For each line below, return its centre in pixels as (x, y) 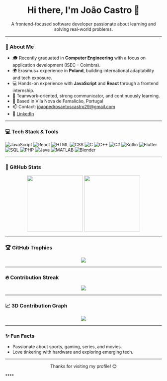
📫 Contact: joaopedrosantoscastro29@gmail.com (64, 107)
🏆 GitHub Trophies (29, 247)
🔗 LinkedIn (23, 114)
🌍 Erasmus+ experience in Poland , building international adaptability (83, 71)
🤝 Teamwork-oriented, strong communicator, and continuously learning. (86, 96)
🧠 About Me (20, 47)
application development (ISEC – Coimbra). (56, 65)
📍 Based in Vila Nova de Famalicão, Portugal (58, 101)
